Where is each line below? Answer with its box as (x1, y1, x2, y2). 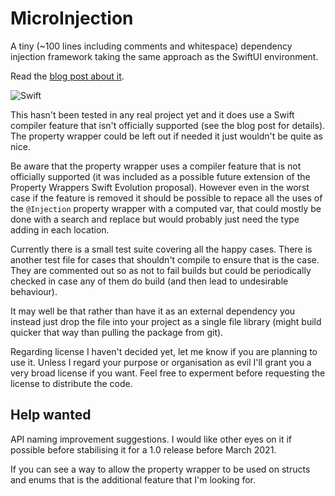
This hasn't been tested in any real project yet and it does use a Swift (10, 108, 295, 121)
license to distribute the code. (10, 377, 133, 389)
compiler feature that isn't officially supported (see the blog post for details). (10, 119, 326, 131)
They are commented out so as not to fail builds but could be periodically (10, 264, 312, 276)
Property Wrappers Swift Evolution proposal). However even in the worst (10, 181, 310, 193)
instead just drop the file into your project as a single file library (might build (10, 315, 322, 327)
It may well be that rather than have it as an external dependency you (10, 305, 296, 317)
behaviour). (10, 285, 58, 297)
